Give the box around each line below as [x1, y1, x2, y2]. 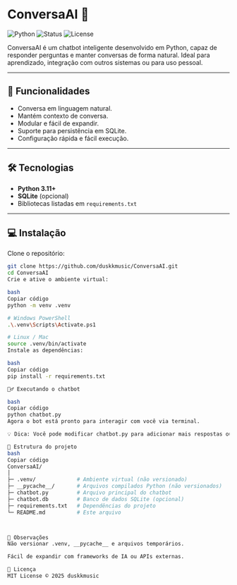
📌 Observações [7, 534, 49, 541]
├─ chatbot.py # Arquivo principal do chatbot [7, 489, 172, 496]
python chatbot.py [7, 412, 61, 419]
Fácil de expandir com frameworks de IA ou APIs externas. [7, 553, 185, 560]
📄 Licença [7, 566, 37, 573]
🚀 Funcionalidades [7, 85, 90, 97]
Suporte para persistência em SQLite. [17, 126, 127, 135]
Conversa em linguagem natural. [17, 104, 113, 112]
